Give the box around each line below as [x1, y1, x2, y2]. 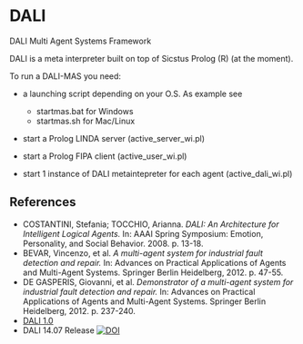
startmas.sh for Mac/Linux [35, 115, 136, 126]
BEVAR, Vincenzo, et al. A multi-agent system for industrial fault [22, 247, 264, 259]
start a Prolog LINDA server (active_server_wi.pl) [22, 133, 206, 143]
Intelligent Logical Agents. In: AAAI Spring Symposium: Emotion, [22, 228, 264, 239]
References [9, 194, 76, 210]
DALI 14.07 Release [22, 324, 96, 336]
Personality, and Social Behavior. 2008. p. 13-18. [22, 238, 204, 249]
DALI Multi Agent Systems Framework [9, 35, 152, 46]
